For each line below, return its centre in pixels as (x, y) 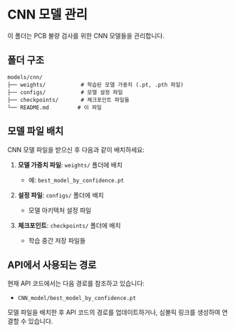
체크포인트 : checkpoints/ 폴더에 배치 (69, 225)
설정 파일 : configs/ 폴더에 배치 (61, 195)
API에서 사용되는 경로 (52, 265)
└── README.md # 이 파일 (54, 108)
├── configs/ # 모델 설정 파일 (65, 92)
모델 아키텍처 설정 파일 (60, 210)
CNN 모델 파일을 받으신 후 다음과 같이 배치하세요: (76, 150)
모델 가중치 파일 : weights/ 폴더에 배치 (70, 165)
